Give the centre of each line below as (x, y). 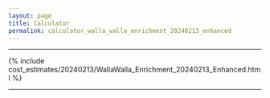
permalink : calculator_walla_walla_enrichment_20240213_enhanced (120, 31)
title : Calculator (39, 23)
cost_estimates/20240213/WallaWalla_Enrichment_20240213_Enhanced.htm (135, 70)
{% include (27, 61)
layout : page (30, 16)
